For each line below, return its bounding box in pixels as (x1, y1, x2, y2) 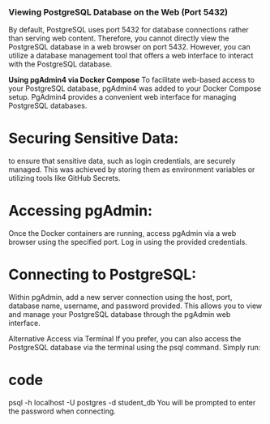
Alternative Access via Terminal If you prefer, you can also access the (8, 334, 242, 344)
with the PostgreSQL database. (8, 59, 113, 69)
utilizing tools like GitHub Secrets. (8, 173, 121, 183)
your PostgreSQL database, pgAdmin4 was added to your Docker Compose (8, 84, 262, 93)
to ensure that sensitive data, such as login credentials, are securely (8, 156, 236, 166)
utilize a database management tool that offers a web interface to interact (8, 51, 254, 61)
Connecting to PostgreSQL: (8, 266, 197, 284)
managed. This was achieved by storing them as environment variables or (8, 165, 255, 174)
